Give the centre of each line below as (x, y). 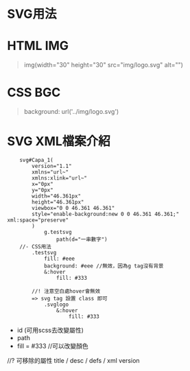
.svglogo (56, 304)
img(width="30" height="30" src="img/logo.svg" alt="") (104, 65)
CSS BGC (34, 93)
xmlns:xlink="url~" (60, 178)
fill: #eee (59, 259)
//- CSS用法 (35, 247)
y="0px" (43, 190)
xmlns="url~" (50, 172)
